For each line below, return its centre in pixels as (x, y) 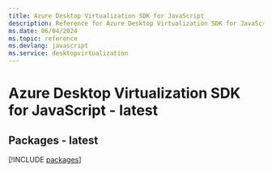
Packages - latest (53, 140)
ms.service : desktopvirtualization (68, 53)
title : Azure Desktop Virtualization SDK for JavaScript (106, 16)
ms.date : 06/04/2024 (43, 31)
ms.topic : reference (43, 38)
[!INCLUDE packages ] (45, 159)
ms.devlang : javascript (49, 46)
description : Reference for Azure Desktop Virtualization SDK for (123, 23)
